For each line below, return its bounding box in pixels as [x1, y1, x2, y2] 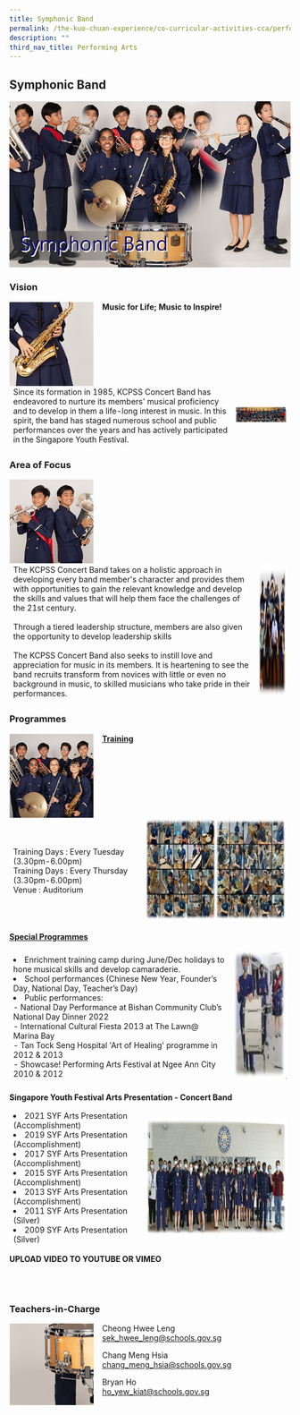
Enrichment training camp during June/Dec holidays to [24, 954, 225, 965]
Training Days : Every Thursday [12, 865, 128, 876]
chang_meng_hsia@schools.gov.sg [102, 1359, 232, 1369]
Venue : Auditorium [12, 884, 84, 895]
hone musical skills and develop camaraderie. [12, 963, 181, 975]
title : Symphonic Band [9, 14, 94, 23]
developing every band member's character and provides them [12, 574, 246, 584]
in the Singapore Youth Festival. [12, 434, 129, 445]
